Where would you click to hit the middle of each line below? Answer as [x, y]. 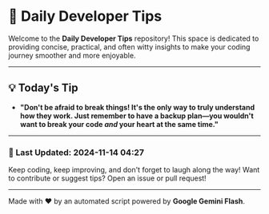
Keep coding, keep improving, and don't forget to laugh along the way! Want [134, 170]
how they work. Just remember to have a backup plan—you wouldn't [137, 116]
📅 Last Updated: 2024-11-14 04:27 [76, 153]
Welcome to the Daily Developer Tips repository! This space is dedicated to [134, 38]
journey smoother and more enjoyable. [72, 55]
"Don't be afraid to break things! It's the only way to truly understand [137, 107]
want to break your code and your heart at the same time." [119, 124]
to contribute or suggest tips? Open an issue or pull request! [107, 178]
